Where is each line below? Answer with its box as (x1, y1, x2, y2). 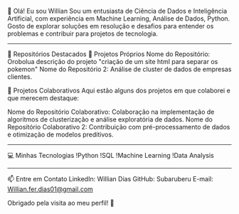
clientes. (7, 73, 33, 81)
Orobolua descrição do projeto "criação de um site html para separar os (7, 58, 218, 65)
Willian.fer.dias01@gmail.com (7, 185, 94, 193)
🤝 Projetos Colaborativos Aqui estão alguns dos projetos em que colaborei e (7, 86, 231, 95)
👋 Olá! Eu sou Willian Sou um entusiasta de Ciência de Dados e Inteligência (7, 7, 228, 15)
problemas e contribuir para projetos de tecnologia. (7, 29, 159, 38)
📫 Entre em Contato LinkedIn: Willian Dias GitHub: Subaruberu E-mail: (7, 175, 213, 183)
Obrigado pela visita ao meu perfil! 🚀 (7, 199, 115, 207)
